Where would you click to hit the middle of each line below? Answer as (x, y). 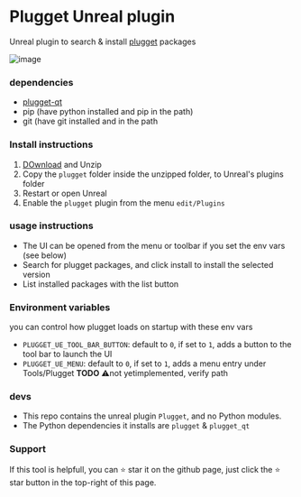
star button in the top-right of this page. (83, 482)
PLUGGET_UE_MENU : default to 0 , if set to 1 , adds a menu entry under (144, 364)
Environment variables (60, 307)
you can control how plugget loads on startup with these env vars (131, 327)
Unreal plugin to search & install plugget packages (103, 41)
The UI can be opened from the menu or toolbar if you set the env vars (154, 245)
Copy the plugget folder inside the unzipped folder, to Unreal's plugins (153, 174)
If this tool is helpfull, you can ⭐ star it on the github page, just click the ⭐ (145, 469)
